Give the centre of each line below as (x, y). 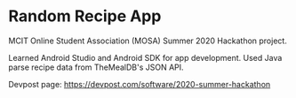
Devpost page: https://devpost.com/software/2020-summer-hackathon (140, 84)
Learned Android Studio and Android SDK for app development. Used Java (145, 57)
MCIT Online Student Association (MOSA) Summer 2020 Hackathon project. (148, 41)
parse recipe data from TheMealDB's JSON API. (96, 67)
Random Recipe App (85, 16)
